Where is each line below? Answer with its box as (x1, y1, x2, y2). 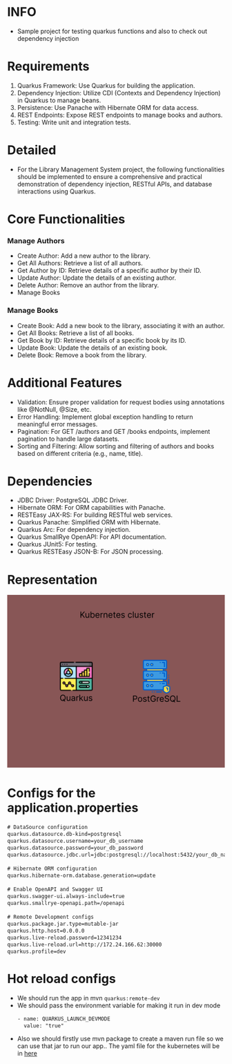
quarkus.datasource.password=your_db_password (7, 844, 144, 852)
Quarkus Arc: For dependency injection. (17, 526, 131, 534)
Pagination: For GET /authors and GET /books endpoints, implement (17, 427, 211, 435)
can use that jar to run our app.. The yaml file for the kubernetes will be (17, 1042, 220, 1050)
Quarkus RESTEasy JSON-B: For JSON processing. (17, 547, 164, 556)
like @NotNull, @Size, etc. (17, 405, 92, 413)
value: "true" (23, 1023, 64, 1029)
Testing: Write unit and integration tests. (17, 118, 131, 126)
